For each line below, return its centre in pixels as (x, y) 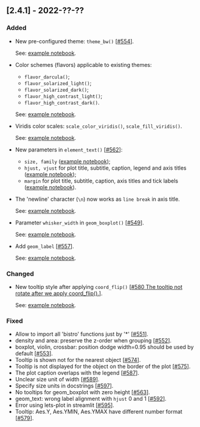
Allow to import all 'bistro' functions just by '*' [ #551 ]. (82, 334)
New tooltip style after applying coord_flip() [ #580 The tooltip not (99, 286)
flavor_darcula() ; (47, 77)
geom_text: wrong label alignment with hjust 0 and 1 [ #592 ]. (91, 399)
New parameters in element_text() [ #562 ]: (69, 150)
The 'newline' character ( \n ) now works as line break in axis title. (98, 199)
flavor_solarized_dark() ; (57, 89)
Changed (20, 274)
